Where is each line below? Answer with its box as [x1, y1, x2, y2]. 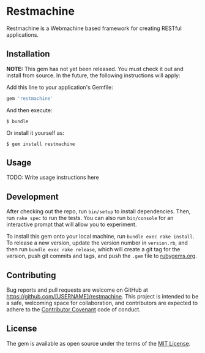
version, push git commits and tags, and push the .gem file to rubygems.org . [6, 252, 198, 260]
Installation [6, 49, 50, 59]
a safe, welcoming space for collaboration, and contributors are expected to [6, 299, 198, 307]
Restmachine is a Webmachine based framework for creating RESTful [6, 25, 182, 32]
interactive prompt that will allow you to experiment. [6, 221, 137, 228]
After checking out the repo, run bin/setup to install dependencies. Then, [6, 208, 191, 215]
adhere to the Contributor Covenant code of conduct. [6, 306, 141, 313]
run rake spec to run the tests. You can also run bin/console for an [6, 214, 174, 222]
